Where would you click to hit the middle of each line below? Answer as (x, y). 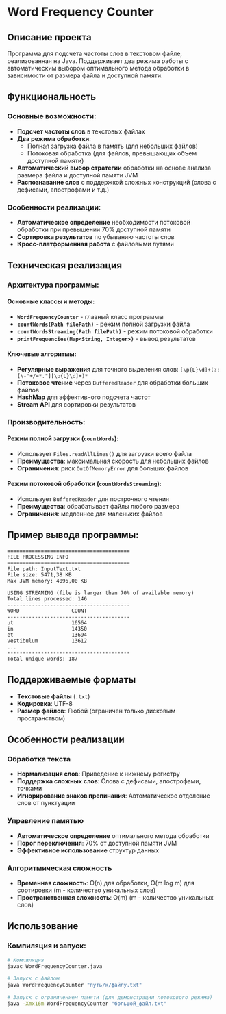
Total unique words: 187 (42, 659)
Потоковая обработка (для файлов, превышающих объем (112, 153)
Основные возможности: (52, 116)
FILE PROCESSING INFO (38, 557)
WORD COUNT (47, 611)
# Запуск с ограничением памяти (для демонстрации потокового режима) (110, 998)
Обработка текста (39, 759)
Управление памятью (46, 821)
